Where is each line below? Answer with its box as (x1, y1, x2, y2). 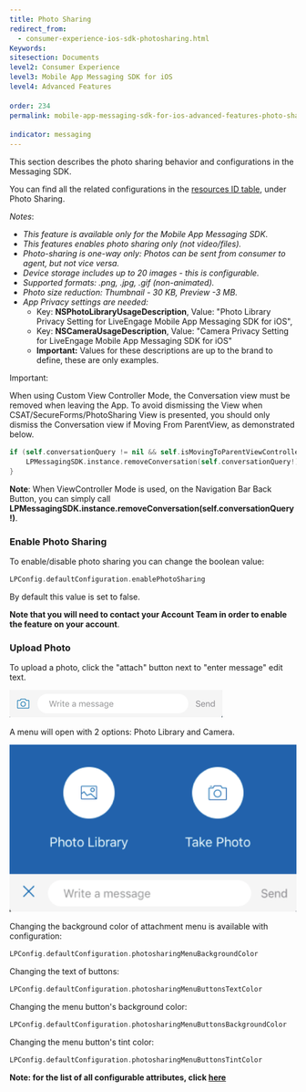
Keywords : (9, 44, 47, 53)
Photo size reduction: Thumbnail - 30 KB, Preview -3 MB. (22, 287, 239, 298)
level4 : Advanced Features (9, 82, 112, 91)
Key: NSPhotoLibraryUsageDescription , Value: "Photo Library (36, 307, 271, 317)
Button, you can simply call (9, 493, 111, 504)
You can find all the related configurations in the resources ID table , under (9, 183, 287, 195)
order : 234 (9, 101, 51, 110)
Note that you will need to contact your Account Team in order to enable (9, 608, 288, 619)
